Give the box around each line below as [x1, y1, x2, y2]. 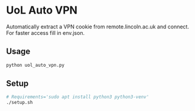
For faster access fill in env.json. [6, 29, 84, 36]
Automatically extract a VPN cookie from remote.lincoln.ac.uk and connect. [6, 23, 189, 30]
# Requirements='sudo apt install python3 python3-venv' [6, 94, 149, 100]
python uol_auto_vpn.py [6, 62, 65, 68]
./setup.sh [6, 100, 33, 106]
